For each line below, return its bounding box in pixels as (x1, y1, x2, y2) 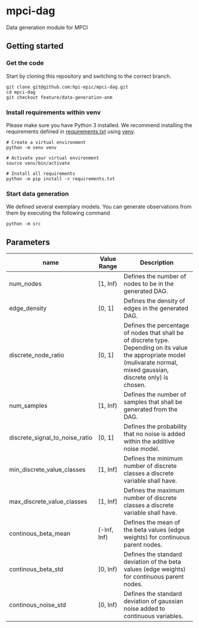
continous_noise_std (9, 601, 66, 609)
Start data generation (6, 189, 69, 197)
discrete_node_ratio (9, 351, 65, 359)
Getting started (6, 41, 64, 51)
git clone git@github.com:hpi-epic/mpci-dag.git (6, 84, 129, 90)
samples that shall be (123, 398, 182, 406)
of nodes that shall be (123, 329, 184, 337)
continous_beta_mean (9, 529, 71, 538)
